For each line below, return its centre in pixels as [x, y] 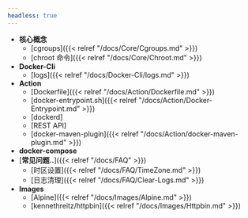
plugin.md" [49, 142]
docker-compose [48, 151]
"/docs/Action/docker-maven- [189, 134]
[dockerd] [47, 117]
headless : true [32, 15]
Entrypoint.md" [55, 109]
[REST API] [49, 125]
